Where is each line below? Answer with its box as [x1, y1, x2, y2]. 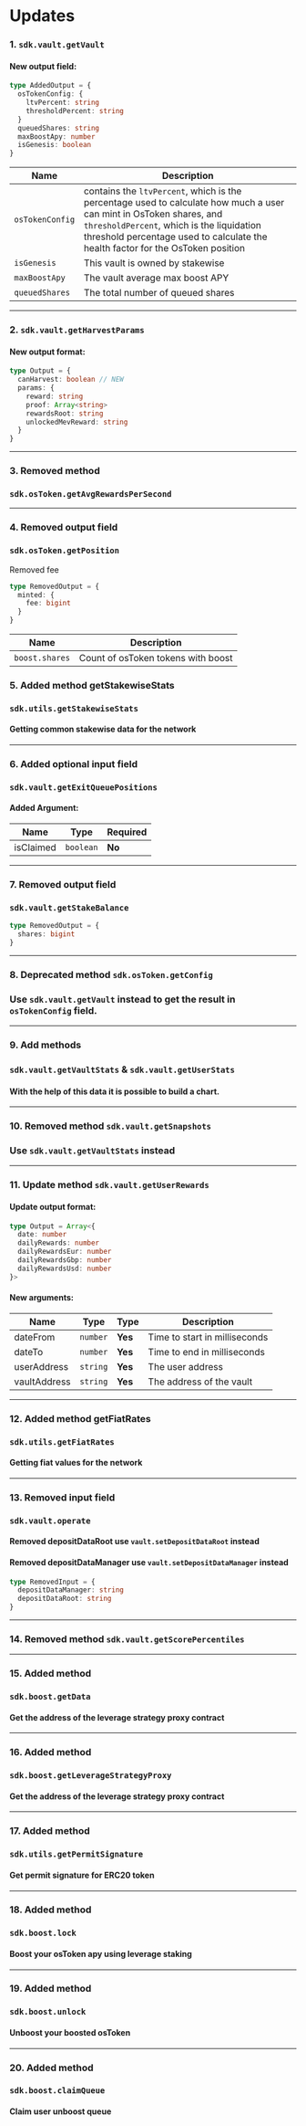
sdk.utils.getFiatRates [9, 1437, 116, 1447]
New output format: [9, 346, 86, 357]
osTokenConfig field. [9, 1004, 97, 1016]
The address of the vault [148, 1375, 253, 1388]
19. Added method [9, 1983, 92, 1995]
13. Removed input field [9, 1490, 116, 1503]
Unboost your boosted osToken [9, 2026, 131, 2037]
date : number [17, 1230, 67, 1239]
